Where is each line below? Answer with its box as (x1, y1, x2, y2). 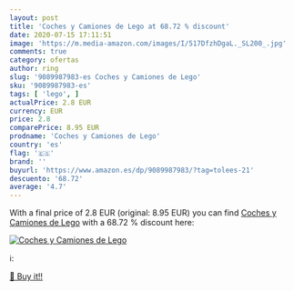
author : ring (9, 65, 59, 74)
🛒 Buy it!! (9, 271, 44, 282)
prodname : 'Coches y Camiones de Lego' (9, 132, 161, 141)
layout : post (9, 13, 59, 23)
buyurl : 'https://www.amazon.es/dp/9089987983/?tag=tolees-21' (9, 166, 255, 175)
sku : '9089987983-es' (9, 81, 92, 90)
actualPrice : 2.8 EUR (9, 97, 92, 107)
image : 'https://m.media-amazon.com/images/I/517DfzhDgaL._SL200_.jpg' (9, 38, 287, 48)
